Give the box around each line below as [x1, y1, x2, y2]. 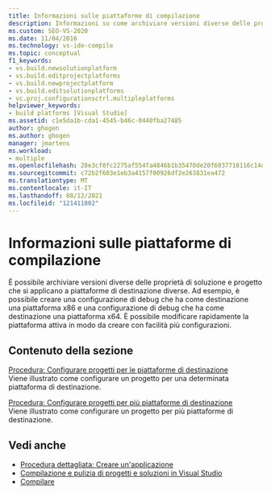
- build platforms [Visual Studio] [8, 110, 128, 118]
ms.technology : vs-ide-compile [8, 42, 114, 50]
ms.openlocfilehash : [8, 162, 78, 170]
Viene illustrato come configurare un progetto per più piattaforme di [8, 406, 234, 416]
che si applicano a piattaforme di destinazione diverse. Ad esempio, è [8, 286, 240, 296]
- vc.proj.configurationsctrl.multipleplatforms [8, 94, 175, 102]
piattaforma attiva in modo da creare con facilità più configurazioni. [8, 320, 232, 330]
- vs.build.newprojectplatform [8, 79, 114, 87]
